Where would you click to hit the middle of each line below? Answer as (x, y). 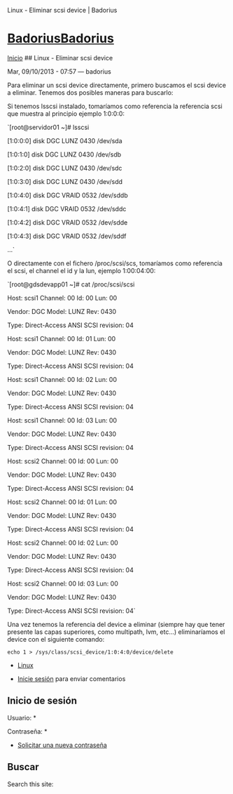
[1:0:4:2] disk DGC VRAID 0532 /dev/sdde (68, 222)
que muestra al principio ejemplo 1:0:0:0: (66, 113)
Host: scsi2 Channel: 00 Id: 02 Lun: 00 (63, 543)
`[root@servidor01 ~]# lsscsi (48, 127)
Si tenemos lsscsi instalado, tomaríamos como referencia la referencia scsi (115, 106)
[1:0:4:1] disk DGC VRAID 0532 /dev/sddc (67, 209)
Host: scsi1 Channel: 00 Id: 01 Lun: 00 (62, 338)
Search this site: (30, 784)
